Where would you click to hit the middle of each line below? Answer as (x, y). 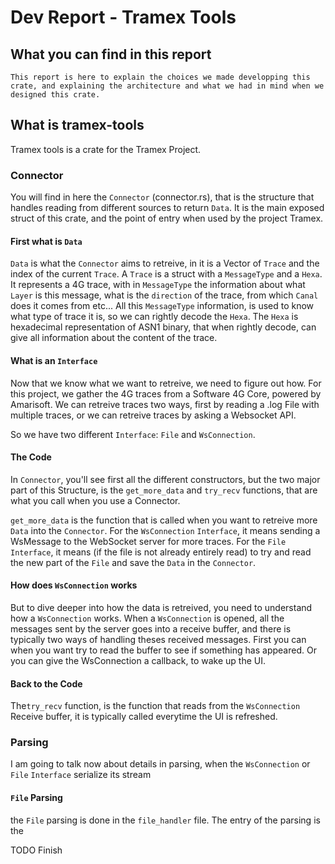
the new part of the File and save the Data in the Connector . (133, 562)
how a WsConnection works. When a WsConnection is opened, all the (147, 618)
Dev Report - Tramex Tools (123, 17)
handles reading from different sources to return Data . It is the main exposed (167, 208)
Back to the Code (46, 683)
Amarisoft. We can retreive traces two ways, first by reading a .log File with (165, 404)
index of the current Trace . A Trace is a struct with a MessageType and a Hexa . (166, 274)
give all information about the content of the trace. (114, 338)
